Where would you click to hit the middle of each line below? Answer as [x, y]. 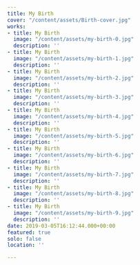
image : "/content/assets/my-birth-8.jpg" [74, 194]
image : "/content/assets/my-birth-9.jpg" [74, 213]
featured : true [29, 232]
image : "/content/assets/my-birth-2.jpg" [74, 78]
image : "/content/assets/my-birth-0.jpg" [74, 39]
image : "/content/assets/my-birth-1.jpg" [74, 59]
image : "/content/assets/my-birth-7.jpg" [74, 174]
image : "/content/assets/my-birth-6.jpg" [74, 155]
